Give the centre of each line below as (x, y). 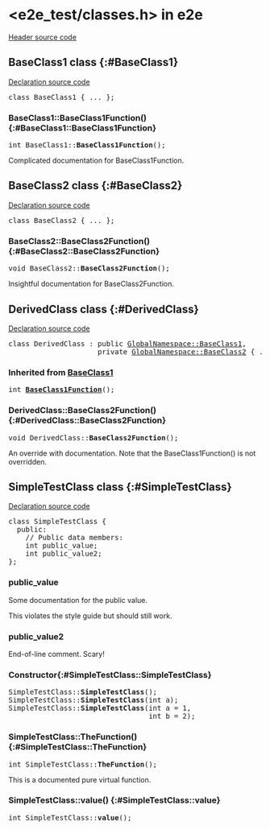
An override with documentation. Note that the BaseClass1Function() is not (132, 453)
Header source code (42, 37)
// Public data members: (74, 538)
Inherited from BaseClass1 (61, 372)
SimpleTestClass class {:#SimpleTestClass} (120, 487)
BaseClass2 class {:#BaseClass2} (96, 186)
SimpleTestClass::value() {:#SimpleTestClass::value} (114, 800)
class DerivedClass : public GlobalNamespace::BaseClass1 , (128, 343)
